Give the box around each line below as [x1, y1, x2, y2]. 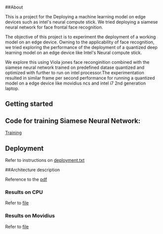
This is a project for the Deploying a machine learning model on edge [5, 14, 146, 19]
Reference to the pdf [5, 177, 47, 183]
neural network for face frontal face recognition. [5, 24, 103, 30]
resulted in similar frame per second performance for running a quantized [5, 75, 155, 81]
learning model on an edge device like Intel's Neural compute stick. [5, 49, 142, 55]
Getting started [5, 100, 53, 108]
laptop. [5, 86, 20, 91]
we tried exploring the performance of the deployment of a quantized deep [5, 45, 158, 50]
